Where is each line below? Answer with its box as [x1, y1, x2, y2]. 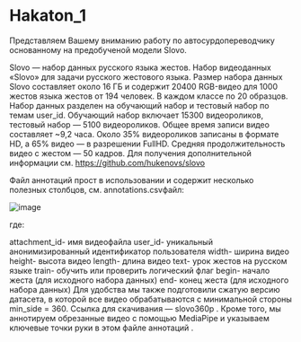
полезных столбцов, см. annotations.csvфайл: [9, 184, 184, 195]
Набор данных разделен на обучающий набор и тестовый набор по [9, 100, 270, 110]
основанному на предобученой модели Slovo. [9, 44, 187, 55]
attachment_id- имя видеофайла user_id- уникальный [9, 236, 214, 247]
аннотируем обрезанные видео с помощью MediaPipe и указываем [9, 312, 270, 323]
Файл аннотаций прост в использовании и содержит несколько [9, 174, 254, 185]
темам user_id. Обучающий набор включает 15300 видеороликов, [9, 110, 263, 120]
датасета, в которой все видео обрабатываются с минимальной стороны [9, 294, 292, 304]
